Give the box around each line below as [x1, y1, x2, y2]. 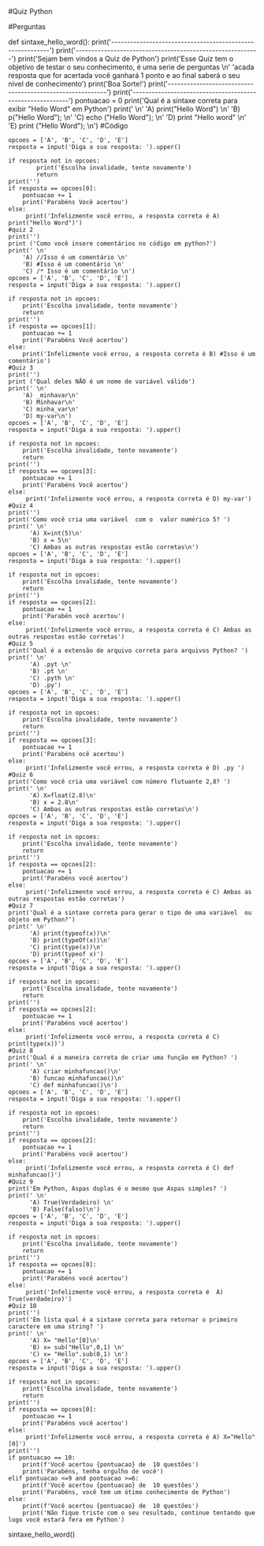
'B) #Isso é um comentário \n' [22, 260, 125, 268]
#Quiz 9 [8, 1178, 34, 1186]
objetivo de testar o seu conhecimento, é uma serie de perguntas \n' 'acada [8, 62, 255, 72]
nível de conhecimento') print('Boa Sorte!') [8, 79, 147, 88]
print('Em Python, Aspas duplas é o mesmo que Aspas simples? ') [8, 1185, 227, 1193]
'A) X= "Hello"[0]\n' [28, 1336, 101, 1344]
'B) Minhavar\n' [22, 398, 76, 406]
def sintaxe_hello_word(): [8, 37, 91, 47]
